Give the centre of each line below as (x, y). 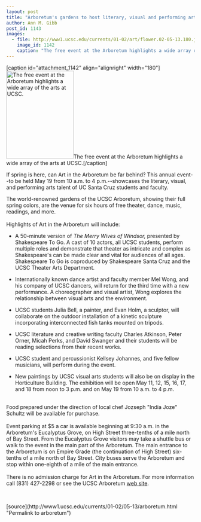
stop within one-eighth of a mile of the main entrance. (72, 464)
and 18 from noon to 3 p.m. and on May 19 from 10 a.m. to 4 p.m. (95, 389)
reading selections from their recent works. (68, 347)
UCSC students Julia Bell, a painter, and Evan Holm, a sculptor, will (97, 310)
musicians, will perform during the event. (65, 365)
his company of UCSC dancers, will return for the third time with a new (102, 285)
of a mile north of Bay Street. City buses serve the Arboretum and (104, 457)
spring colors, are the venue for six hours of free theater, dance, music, (94, 205)
